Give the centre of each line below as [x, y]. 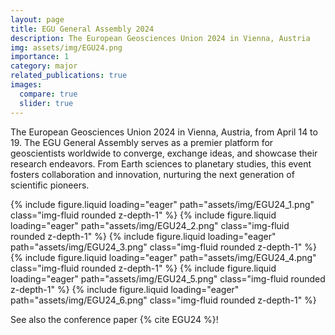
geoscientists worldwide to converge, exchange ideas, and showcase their [164, 153]
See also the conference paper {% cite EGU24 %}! [114, 319]
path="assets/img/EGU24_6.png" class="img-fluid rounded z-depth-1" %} [163, 300]
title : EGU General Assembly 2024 [82, 29]
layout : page [37, 19]
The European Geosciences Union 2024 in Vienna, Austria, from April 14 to [164, 132]
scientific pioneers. [50, 185]
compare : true [48, 94]
